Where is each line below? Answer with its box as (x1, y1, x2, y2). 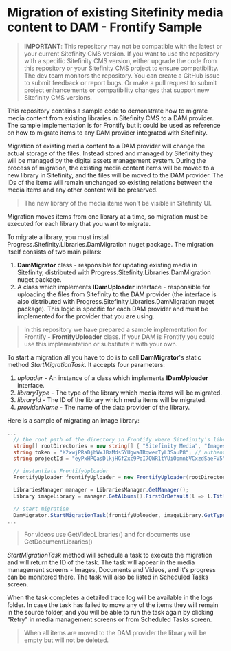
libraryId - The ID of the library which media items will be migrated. (16, 395, 208, 404)
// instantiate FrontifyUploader (13, 467, 109, 475)
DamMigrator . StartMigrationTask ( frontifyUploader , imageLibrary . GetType (13, 511, 226, 518)
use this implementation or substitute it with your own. (23, 340, 178, 348)
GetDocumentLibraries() (23, 538, 93, 546)
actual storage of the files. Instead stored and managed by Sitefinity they (7, 149, 214, 157)
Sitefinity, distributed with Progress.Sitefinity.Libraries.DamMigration (16, 268, 211, 276)
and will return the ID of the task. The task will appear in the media (7, 558, 195, 566)
